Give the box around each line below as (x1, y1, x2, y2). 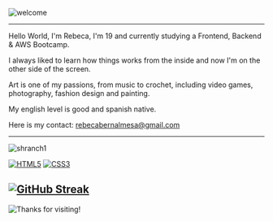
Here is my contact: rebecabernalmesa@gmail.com (8, 120, 180, 129)
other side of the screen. (8, 64, 91, 73)
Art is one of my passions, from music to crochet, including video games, (8, 80, 253, 89)
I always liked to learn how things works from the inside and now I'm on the (8, 55, 261, 65)
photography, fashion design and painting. (8, 89, 150, 98)
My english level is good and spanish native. (8, 104, 157, 114)
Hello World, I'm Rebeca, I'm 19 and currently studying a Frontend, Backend (8, 31, 262, 41)
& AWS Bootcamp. (8, 40, 70, 49)
